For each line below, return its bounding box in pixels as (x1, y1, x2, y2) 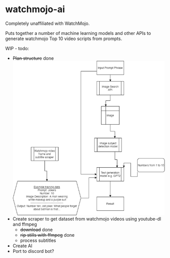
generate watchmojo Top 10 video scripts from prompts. (5, 35, 122, 42)
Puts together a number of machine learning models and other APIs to (5, 30, 151, 36)
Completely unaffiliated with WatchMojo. (5, 20, 90, 26)
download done (20, 227, 53, 233)
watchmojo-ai (5, 4, 65, 15)
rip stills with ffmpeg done (20, 232, 75, 238)
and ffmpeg (12, 222, 37, 228)
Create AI (12, 243, 33, 249)
